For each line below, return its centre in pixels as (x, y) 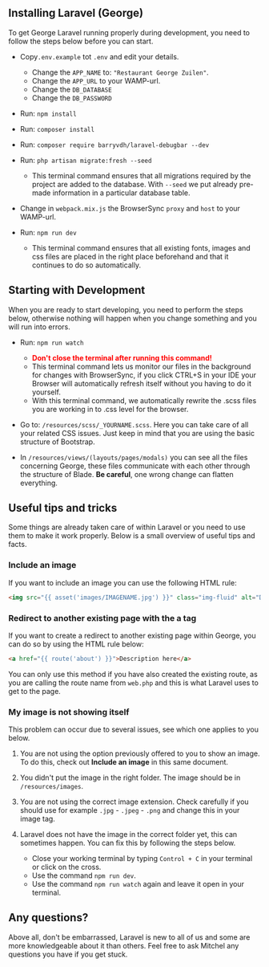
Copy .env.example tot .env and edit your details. (99, 56)
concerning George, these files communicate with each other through (135, 466)
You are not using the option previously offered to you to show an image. (140, 753)
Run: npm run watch (52, 342)
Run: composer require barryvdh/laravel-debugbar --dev (114, 145)
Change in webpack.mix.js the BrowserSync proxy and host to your (130, 208)
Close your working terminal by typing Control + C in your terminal (142, 859)
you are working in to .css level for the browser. (110, 409)
